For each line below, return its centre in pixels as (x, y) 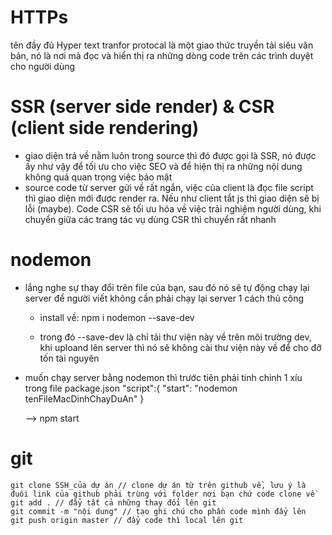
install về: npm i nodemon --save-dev (117, 317)
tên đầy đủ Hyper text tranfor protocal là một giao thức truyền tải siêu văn (162, 45)
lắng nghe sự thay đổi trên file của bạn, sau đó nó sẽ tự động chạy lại (167, 287)
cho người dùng (43, 66)
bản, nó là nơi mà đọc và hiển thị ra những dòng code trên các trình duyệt (162, 55)
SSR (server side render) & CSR (142, 107)
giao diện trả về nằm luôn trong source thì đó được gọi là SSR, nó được (170, 155)
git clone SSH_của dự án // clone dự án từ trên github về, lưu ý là (158, 485)
